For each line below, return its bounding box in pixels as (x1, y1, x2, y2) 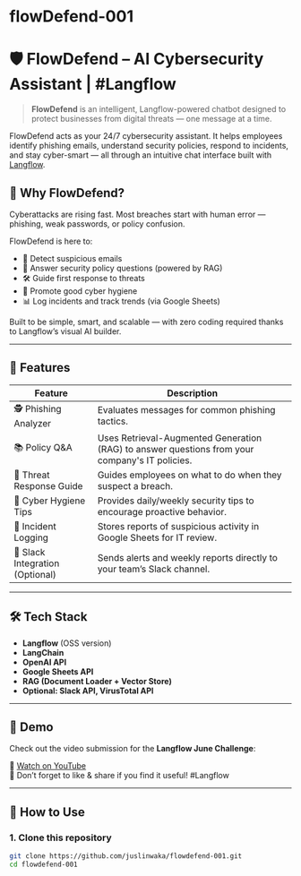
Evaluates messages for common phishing (97, 404, 276, 417)
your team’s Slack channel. (97, 563, 211, 575)
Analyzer (13, 417, 52, 429)
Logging (13, 531, 49, 544)
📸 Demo (9, 719, 54, 734)
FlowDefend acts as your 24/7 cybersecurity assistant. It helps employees (9, 131, 283, 142)
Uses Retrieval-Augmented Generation (97, 432, 262, 444)
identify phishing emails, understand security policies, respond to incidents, (9, 141, 289, 151)
